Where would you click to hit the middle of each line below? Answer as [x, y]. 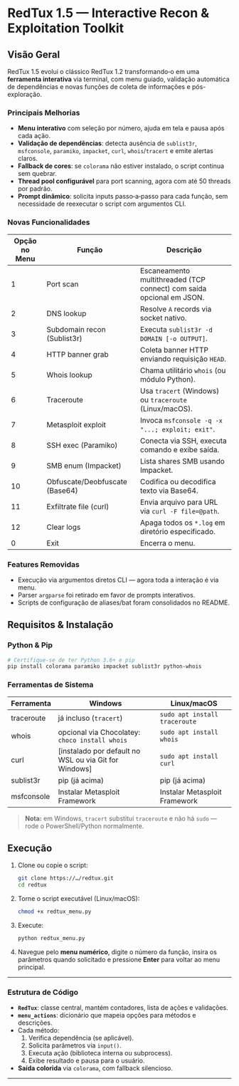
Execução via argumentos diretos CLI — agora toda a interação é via [118, 580]
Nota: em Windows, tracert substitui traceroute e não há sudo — [121, 818]
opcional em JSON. [172, 297]
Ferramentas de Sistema [51, 685]
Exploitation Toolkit [66, 28]
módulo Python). [168, 379]
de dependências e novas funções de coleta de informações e [99, 87]
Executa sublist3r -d [176, 329]
